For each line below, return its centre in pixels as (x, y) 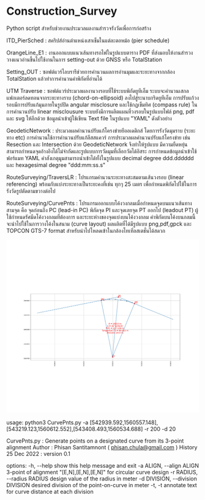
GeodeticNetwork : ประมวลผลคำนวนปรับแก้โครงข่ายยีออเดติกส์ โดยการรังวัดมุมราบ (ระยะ (101, 130)
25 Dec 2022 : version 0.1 (38, 454)
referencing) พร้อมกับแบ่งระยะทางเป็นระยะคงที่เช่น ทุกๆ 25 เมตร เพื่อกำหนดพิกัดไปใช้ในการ (102, 184)
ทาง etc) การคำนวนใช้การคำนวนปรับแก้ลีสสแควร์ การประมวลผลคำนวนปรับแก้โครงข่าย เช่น (99, 137)
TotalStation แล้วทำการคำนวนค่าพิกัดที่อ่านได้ (54, 78)
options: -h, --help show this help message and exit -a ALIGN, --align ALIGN (102, 466)
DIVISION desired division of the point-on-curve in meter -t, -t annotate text (102, 485)
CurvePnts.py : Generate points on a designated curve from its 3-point (95, 441)
